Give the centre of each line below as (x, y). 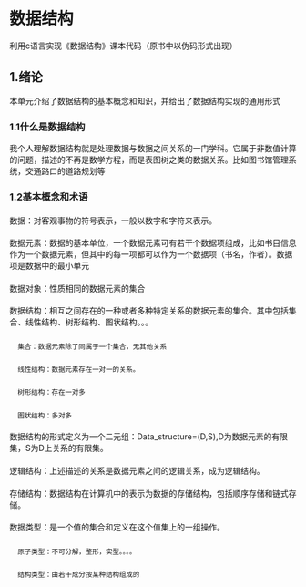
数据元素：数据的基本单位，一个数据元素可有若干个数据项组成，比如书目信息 (153, 243)
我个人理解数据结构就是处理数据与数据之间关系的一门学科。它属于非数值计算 (153, 149)
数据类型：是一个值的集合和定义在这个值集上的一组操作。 (117, 527)
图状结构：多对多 (45, 416)
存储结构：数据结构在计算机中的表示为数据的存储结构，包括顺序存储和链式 (149, 493)
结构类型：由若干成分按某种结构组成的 (79, 574)
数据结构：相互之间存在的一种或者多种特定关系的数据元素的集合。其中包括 (149, 311)
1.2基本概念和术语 (49, 197)
